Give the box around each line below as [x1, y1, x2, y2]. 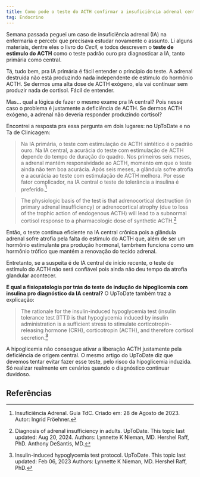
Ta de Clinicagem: [6, 129, 51, 136]
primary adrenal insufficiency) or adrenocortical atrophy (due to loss [20, 203, 189, 210]
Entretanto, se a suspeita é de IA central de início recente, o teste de [6, 259, 174, 266]
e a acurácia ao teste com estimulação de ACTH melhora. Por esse [20, 172, 185, 179]
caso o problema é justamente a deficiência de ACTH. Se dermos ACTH [6, 104, 183, 111]
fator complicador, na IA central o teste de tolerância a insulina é [20, 178, 179, 185]
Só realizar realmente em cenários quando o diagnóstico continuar [6, 364, 170, 371]
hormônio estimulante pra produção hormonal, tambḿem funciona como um [6, 241, 194, 248]
